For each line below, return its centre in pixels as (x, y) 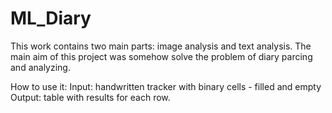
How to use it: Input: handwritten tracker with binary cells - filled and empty (166, 86)
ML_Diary (51, 18)
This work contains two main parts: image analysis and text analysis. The (161, 46)
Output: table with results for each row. (90, 97)
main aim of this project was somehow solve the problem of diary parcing (161, 56)
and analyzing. (40, 67)
